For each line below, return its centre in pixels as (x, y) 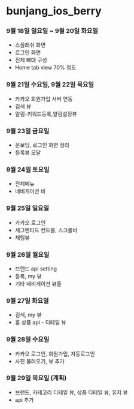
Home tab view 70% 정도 (45, 68)
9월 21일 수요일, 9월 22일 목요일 (50, 85)
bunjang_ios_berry (54, 11)
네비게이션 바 (30, 191)
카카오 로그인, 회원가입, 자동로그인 (55, 354)
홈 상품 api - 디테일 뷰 (40, 323)
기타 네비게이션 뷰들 (38, 284)
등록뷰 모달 (28, 153)
